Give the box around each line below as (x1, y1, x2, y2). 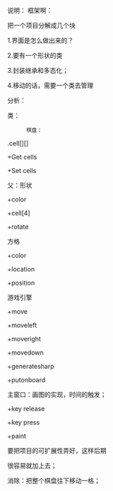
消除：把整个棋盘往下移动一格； (7, 476, 100, 485)
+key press (7, 418, 40, 426)
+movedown (7, 348, 44, 357)
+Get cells (7, 153, 37, 161)
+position (7, 278, 35, 287)
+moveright (7, 335, 41, 343)
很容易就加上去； (7, 461, 57, 470)
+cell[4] (7, 209, 30, 217)
